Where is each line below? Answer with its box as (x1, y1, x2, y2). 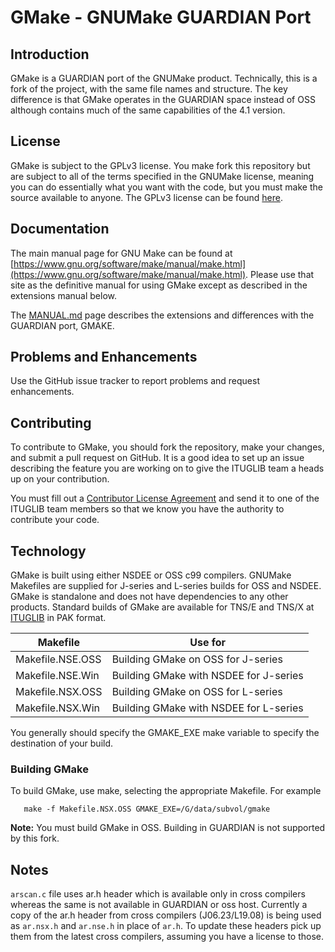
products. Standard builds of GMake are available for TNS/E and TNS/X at (10, 601, 315, 613)
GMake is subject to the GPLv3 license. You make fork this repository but (10, 159, 311, 171)
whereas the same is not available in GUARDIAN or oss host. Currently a (10, 899, 308, 911)
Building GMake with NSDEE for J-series (111, 669, 304, 683)
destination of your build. (10, 737, 114, 750)
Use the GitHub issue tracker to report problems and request (10, 375, 260, 387)
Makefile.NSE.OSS (15, 652, 102, 666)
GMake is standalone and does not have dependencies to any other (10, 591, 289, 603)
